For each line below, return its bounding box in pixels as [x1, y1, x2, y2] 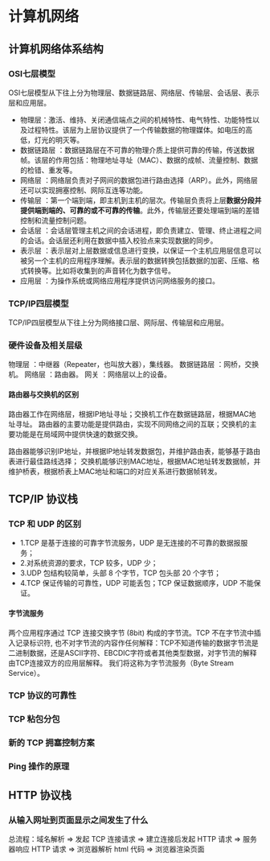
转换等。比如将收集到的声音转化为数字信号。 [27, 266, 175, 275]
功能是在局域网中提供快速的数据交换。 [14, 429, 142, 439]
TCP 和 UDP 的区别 [8, 518, 82, 529]
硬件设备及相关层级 [8, 340, 83, 351]
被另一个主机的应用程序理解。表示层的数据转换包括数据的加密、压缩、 [19, 255, 253, 266]
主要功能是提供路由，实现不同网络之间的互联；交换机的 [66, 419, 250, 429]
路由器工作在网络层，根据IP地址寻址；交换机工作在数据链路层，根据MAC [8, 409, 249, 418]
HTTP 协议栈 [8, 788, 72, 801]
